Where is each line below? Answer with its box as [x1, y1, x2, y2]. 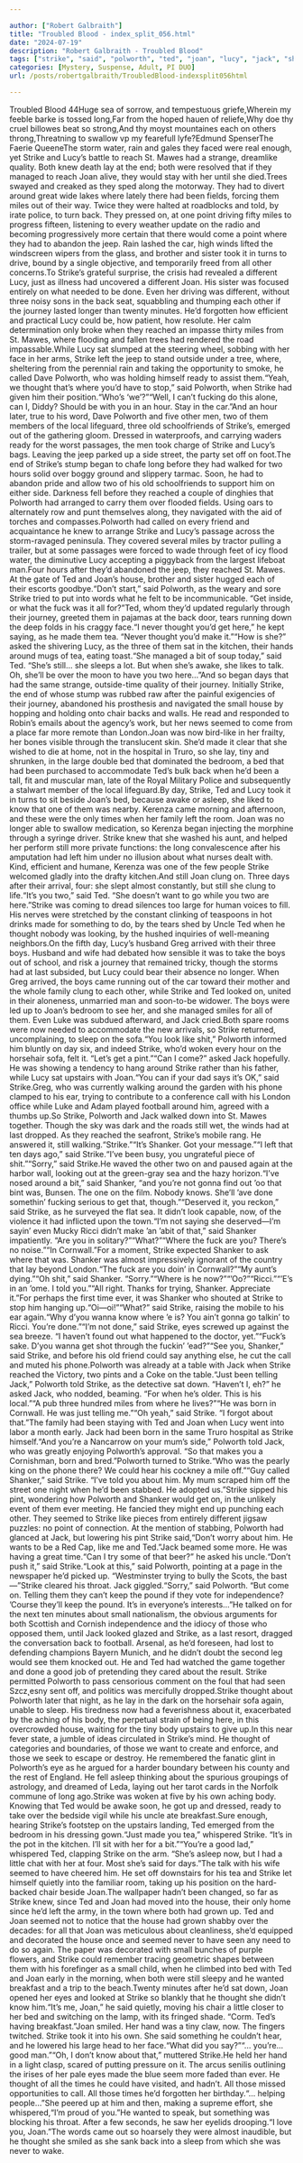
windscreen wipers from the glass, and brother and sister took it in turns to [9, 247, 287, 258]
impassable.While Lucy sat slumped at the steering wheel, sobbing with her [9, 344, 290, 354]
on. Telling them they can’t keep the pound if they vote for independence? [9, 1589, 284, 1600]
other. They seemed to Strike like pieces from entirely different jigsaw [9, 1513, 268, 1523]
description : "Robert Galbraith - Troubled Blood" [9, 46, 204, 55]
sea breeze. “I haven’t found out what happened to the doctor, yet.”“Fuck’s [9, 1330, 287, 1341]
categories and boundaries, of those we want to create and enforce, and [9, 1743, 280, 1753]
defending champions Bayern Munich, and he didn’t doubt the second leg [9, 1647, 283, 1658]
